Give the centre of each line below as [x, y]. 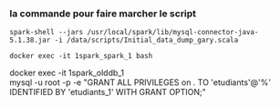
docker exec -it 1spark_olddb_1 [67, 73]
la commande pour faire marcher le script [103, 14]
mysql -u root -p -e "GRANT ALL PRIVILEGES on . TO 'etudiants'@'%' [140, 82]
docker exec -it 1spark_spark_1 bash [81, 56]
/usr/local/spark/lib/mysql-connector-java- [173, 33]
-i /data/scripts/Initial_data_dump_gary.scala [146, 40]
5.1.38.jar [30, 40]
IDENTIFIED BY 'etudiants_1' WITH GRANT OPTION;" [108, 92]
